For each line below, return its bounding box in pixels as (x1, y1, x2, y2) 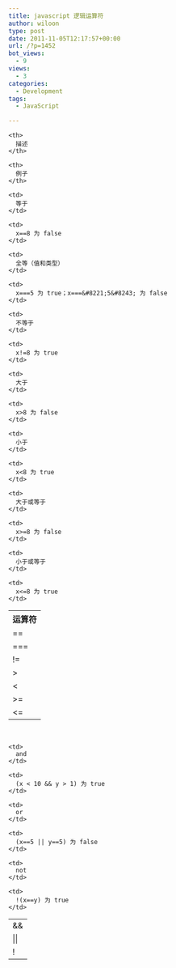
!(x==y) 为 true (15, 896, 69, 905)
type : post (8, 27, 45, 35)
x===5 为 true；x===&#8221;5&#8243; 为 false (15, 289, 168, 298)
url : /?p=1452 (8, 42, 57, 50)
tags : (8, 95, 27, 103)
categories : (8, 79, 48, 87)
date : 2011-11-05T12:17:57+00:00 (8, 34, 121, 43)
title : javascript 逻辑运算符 (8, 11, 104, 20)
